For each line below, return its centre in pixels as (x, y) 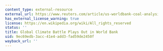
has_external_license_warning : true (42, 18)
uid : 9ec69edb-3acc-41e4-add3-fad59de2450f (50, 37)
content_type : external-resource (39, 9)
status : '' (16, 28)
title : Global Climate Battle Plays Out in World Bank (62, 32)
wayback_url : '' (21, 41)
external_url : (19, 14)
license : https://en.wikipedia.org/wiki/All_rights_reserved (68, 23)
